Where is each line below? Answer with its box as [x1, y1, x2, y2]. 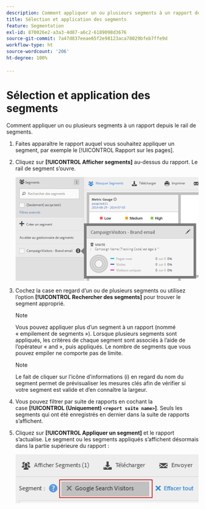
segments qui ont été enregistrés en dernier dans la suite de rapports [15, 411, 190, 418]
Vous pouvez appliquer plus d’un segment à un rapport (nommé [15, 323, 176, 331]
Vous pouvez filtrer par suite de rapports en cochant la [15, 398, 153, 405]
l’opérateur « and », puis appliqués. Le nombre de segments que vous [15, 343, 191, 350]
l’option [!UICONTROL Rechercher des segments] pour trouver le [15, 294, 181, 301]
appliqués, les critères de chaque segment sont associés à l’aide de [15, 336, 186, 344]
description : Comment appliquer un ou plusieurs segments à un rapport [6, 10, 192, 16]
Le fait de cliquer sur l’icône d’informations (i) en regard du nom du [15, 373, 184, 381]
